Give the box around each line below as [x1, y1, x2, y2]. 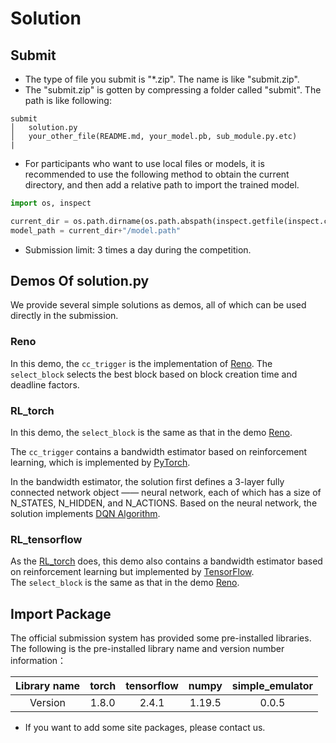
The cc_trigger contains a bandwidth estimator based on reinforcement [10, 446, 308, 458]
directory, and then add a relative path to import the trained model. [24, 179, 300, 191]
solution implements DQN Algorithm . [10, 508, 161, 520]
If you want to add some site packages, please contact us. [24, 722, 266, 734]
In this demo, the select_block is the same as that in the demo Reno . [10, 427, 293, 439]
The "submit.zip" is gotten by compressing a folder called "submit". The [24, 84, 322, 96]
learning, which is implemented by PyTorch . [10, 457, 191, 469]
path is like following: [24, 95, 112, 106]
